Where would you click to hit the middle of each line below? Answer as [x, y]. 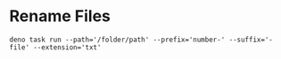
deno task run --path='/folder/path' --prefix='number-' [117, 40]
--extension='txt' [67, 47]
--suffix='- [251, 40]
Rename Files [60, 16]
